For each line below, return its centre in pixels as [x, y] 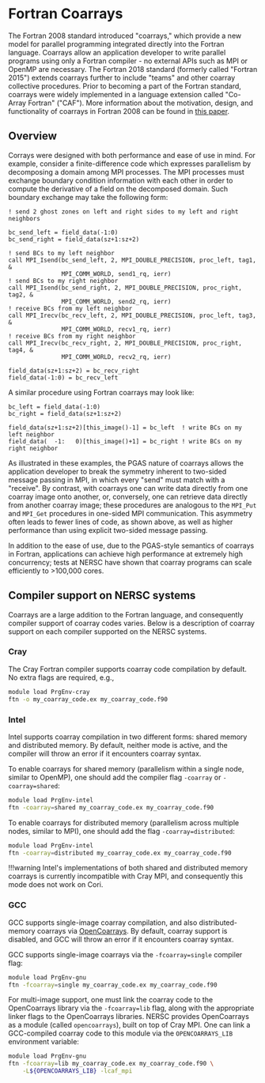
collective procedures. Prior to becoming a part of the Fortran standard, [125, 86]
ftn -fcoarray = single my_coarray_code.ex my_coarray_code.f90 [113, 985]
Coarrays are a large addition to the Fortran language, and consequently [126, 614]
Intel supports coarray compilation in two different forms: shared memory [128, 737]
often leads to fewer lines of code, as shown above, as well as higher [121, 522]
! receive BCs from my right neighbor [72, 336]
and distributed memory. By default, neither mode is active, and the [118, 745]
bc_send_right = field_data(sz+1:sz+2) [74, 239]
